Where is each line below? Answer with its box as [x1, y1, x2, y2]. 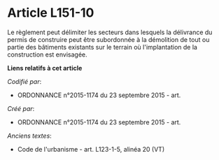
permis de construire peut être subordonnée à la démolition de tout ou [7, 35, 210, 43]
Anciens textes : [7, 131, 52, 140]
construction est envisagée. [7, 50, 87, 59]
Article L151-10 [7, 5, 94, 21]
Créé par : [7, 104, 35, 112]
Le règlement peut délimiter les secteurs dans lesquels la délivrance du [7, 28, 213, 36]
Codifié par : [7, 77, 42, 85]
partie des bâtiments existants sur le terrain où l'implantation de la [7, 43, 198, 51]
